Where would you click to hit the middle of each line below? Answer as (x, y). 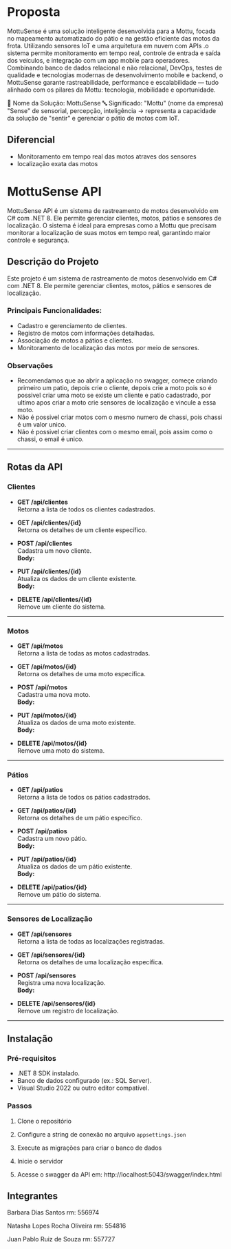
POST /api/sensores (46, 975)
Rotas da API (35, 467)
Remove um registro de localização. (68, 1011)
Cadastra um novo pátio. (52, 839)
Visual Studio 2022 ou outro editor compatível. (83, 1088)
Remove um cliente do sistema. (61, 607)
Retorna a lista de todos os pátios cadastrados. (84, 798)
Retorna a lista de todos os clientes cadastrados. (86, 509)
